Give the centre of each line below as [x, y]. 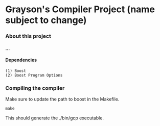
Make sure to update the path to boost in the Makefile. [62, 99]
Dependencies [21, 60]
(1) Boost [16, 71]
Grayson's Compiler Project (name [80, 9]
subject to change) [46, 20]
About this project [28, 36]
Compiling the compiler [35, 88]
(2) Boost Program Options [34, 75]
